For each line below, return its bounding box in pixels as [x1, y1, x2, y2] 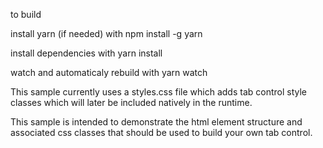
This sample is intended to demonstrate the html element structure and [10, 116, 303, 128]
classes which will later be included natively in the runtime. [10, 97, 253, 108]
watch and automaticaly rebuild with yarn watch [10, 67, 208, 78]
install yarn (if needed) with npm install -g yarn [10, 28, 203, 39]
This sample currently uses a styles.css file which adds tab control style [10, 86, 308, 98]
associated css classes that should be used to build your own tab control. [10, 127, 313, 138]
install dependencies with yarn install [10, 47, 163, 59]
